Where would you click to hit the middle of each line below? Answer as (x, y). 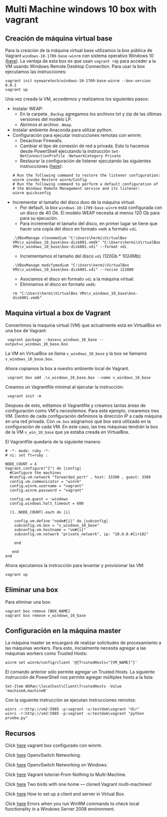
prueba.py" (16, 718)
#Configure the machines (35, 473)
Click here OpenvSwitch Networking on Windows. (57, 765)
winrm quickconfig (31, 193)
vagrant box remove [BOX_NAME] (38, 611)
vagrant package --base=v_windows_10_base (52, 340)
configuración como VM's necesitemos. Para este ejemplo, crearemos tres (82, 411)
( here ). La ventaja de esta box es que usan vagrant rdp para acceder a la (80, 61)
